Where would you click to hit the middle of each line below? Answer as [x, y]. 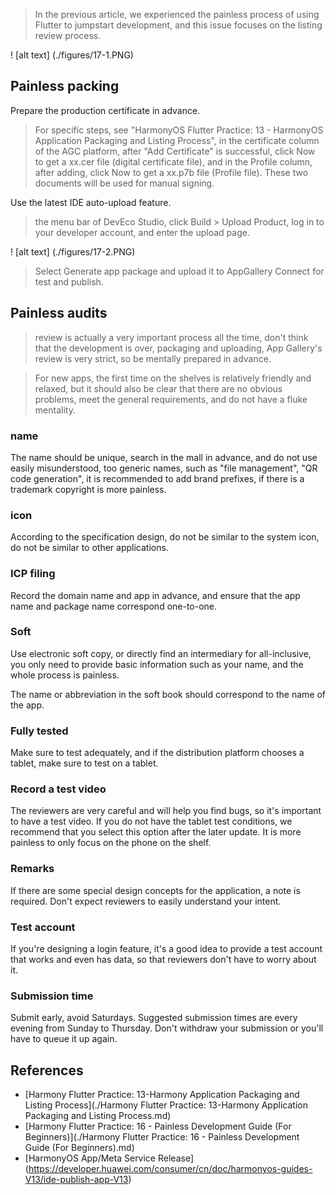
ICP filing [33, 574]
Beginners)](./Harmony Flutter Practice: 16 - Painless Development [162, 1137]
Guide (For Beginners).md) [79, 1148]
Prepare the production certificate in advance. [105, 110]
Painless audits [59, 313]
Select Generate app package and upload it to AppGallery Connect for [179, 271]
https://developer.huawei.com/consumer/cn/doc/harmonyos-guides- [170, 1169]
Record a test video [58, 789]
